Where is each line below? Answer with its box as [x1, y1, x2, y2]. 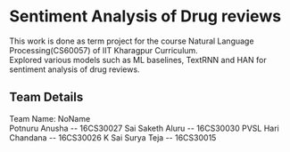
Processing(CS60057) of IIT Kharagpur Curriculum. [9, 44, 198, 55]
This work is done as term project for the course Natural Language [9, 36, 254, 46]
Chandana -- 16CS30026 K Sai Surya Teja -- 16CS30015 [9, 132, 217, 143]
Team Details [9, 90, 84, 105]
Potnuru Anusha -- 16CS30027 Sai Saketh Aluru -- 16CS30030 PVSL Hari [9, 123, 279, 133]
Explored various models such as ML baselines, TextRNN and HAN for [9, 54, 267, 65]
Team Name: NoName [9, 113, 91, 124]
